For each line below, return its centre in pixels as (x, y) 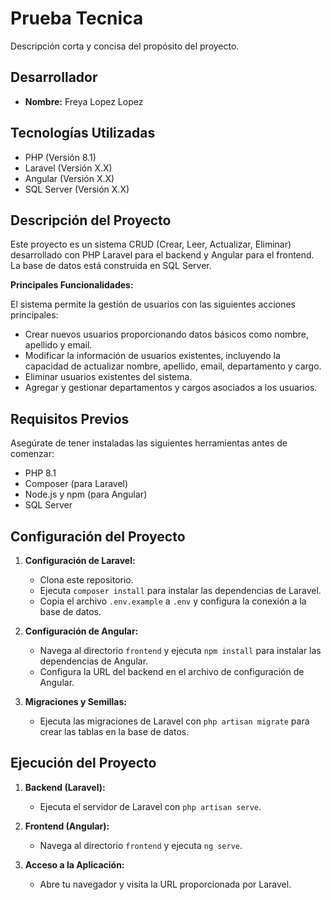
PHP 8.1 (40, 473)
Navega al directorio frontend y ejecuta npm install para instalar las (180, 650)
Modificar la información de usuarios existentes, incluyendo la (152, 356)
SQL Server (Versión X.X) (77, 189)
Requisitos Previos (70, 418)
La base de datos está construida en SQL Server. (111, 266)
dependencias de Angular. (94, 661)
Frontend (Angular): (67, 826)
